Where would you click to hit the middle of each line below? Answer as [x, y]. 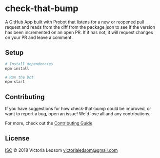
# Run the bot [20, 77]
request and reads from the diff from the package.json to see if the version [80, 27]
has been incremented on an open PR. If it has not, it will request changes [79, 32]
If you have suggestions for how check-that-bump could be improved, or [78, 109]
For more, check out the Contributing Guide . [50, 123]
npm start [15, 82]
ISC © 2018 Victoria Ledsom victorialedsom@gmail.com [61, 150]
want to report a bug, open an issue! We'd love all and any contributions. [78, 114]
